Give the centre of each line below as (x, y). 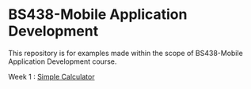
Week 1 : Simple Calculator (51, 76)
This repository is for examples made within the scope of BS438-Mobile (125, 53)
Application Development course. (63, 61)
